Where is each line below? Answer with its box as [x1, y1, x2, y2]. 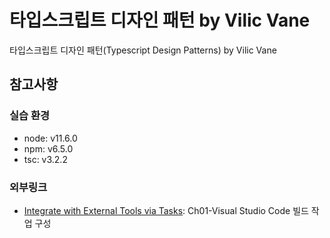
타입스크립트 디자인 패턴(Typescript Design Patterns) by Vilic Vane [9, 44, 277, 56]
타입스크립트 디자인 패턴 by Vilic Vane [9, 9, 311, 32]
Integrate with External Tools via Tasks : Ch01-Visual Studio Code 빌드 [23, 204, 309, 216]
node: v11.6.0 [23, 132, 78, 144]
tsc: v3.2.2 [23, 153, 68, 165]
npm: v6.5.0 [23, 142, 74, 155]
